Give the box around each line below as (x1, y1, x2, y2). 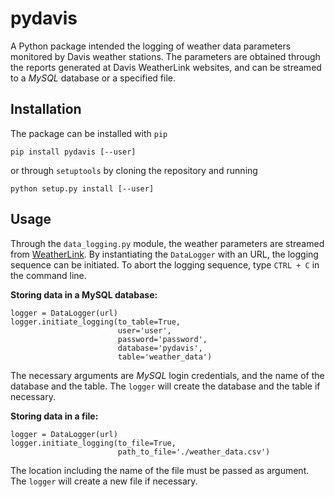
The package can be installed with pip (10, 127, 168, 139)
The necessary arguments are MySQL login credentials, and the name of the (10, 369, 325, 381)
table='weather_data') (117, 352, 213, 362)
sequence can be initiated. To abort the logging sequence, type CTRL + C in (10, 258, 320, 271)
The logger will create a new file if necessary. (10, 475, 198, 487)
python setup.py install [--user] (10, 183, 155, 194)
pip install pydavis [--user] (10, 147, 137, 157)
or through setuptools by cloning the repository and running (10, 164, 258, 176)
